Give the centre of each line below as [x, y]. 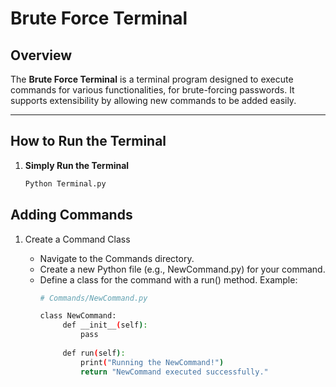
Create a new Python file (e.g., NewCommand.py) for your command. [182, 269]
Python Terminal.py [65, 183]
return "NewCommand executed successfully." [174, 372]
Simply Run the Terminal [77, 165]
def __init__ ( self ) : [105, 325]
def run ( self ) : [94, 353]
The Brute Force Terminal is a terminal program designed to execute [152, 79]
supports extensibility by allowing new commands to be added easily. [153, 100]
